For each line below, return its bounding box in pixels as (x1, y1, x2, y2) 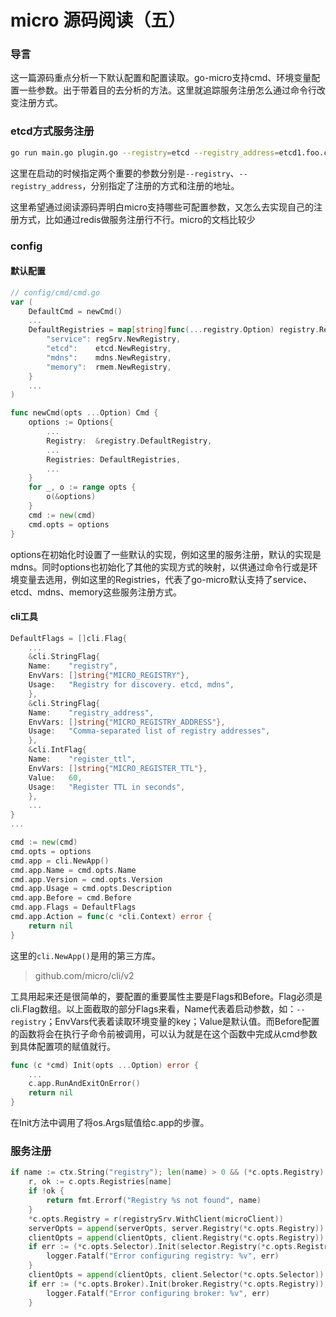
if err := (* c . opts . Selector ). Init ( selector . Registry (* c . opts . (28, 1242, 298, 1252)
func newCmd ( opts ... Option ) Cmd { (10, 408, 159, 418)
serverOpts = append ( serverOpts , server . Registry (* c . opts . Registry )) (28, 1223, 325, 1233)
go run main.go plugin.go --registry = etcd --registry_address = (10, 147, 280, 158)
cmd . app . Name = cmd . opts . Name (10, 865, 137, 875)
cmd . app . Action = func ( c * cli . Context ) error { (10, 912, 213, 922)
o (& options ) (46, 492, 97, 502)
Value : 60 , (28, 772, 83, 783)
